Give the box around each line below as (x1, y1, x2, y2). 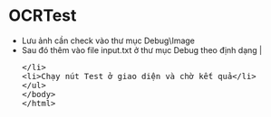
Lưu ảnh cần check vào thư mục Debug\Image (21, 35, 196, 46)
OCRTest (8, 5, 77, 26)
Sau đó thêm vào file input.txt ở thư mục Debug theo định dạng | (21, 44, 263, 55)
